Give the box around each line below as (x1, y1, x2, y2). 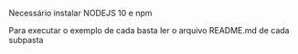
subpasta (8, 35, 44, 45)
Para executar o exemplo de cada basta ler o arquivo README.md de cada (8, 25, 290, 35)
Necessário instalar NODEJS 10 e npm (8, 8, 153, 18)
